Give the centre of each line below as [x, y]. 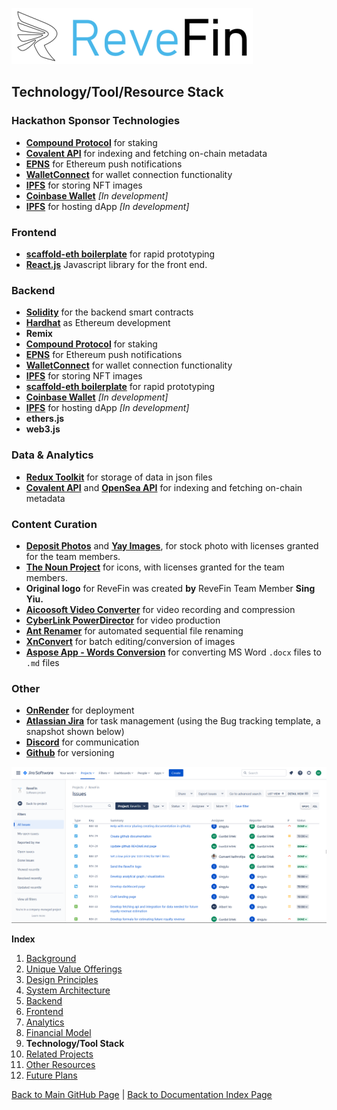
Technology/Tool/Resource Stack [117, 92]
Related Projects [59, 1054]
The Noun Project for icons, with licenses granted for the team [155, 567]
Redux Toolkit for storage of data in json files [119, 477]
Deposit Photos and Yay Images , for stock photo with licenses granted [172, 545]
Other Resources [60, 1064]
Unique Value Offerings [74, 969]
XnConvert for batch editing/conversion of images [130, 641]
